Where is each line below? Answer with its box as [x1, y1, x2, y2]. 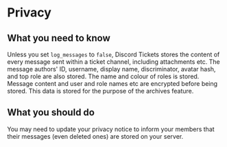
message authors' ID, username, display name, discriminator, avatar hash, [7, 65, 216, 73]
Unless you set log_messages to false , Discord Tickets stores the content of [7, 50, 220, 58]
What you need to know [7, 32, 111, 44]
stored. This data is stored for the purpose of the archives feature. [7, 87, 194, 95]
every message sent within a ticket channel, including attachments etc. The [7, 58, 221, 66]
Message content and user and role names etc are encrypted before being [7, 80, 218, 87]
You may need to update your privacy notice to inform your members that [7, 125, 215, 133]
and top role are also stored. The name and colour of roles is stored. [7, 72, 200, 80]
